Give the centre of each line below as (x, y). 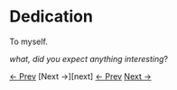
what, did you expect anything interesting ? (89, 58)
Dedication (51, 17)
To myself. (28, 41)
